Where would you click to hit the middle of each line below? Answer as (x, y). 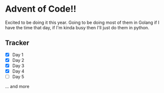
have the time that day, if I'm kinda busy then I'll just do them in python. (77, 27)
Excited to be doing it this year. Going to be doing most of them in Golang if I (82, 22)
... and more (17, 87)
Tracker (17, 43)
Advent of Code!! (41, 9)
